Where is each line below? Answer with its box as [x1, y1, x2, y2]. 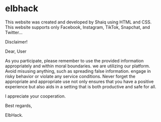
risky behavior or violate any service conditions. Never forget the [5, 73, 136, 79]
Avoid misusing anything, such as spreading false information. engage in [5, 68, 151, 74]
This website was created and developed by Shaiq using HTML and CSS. [5, 19, 152, 25]
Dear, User [5, 48, 27, 54]
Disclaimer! [5, 39, 28, 44]
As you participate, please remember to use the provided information [5, 58, 144, 63]
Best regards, [5, 102, 32, 108]
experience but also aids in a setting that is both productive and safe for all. [5, 83, 157, 89]
